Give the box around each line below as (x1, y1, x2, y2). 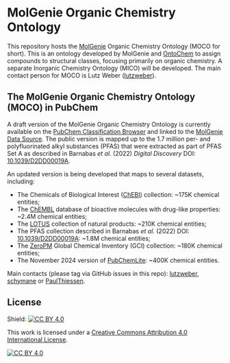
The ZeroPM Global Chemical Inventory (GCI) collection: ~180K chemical (16, 242, 222, 250)
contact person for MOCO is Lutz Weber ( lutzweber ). (7, 71, 157, 80)
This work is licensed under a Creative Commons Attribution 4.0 (7, 328, 188, 336)
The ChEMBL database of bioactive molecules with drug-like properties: (16, 204, 221, 213)
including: (7, 177, 36, 185)
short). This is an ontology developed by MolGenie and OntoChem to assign (7, 49, 221, 58)
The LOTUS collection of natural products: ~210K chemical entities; (16, 220, 207, 228)
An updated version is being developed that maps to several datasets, (7, 169, 204, 178)
